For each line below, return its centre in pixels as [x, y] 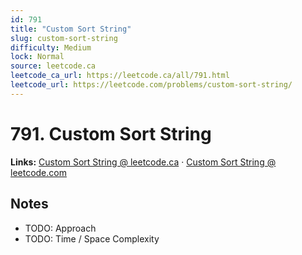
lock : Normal [37, 57]
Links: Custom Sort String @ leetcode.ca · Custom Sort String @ [143, 162]
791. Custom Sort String [111, 133]
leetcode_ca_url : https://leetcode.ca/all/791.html [120, 76]
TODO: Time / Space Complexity [92, 238]
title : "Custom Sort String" [71, 29]
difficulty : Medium [51, 47]
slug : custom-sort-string [64, 38]
